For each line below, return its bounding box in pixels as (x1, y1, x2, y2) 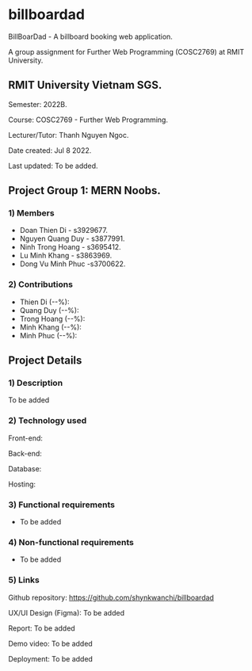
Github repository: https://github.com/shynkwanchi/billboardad (8, 593, 214, 602)
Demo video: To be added (8, 639, 93, 648)
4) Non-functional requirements (8, 536, 135, 547)
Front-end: (8, 433, 44, 443)
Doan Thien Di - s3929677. (19, 226, 109, 235)
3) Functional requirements (8, 499, 115, 510)
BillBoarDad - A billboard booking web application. (8, 32, 173, 41)
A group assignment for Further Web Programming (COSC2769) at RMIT (8, 47, 244, 56)
